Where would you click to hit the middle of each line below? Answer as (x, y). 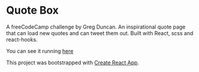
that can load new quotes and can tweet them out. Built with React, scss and (100, 33)
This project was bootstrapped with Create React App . (73, 62)
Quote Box (33, 10)
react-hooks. (22, 39)
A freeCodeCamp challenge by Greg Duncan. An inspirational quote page (96, 27)
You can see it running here (40, 51)
